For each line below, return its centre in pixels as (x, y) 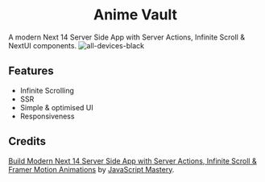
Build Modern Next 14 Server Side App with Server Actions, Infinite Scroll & (132, 161)
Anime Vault (135, 15)
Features (31, 71)
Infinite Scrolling (47, 90)
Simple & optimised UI (57, 107)
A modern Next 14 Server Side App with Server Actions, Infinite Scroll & (127, 37)
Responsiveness (47, 116)
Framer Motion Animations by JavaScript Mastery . (91, 169)
